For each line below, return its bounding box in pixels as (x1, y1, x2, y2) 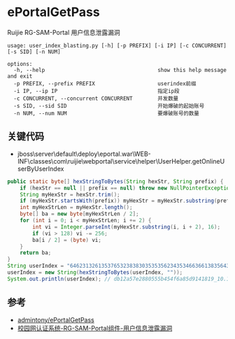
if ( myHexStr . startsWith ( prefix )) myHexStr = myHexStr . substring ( (20, 197, 218, 205)
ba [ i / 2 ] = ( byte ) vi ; (32, 236, 101, 243)
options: (7, 60, 33, 67)
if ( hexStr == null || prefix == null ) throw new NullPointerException (20, 185, 233, 192)
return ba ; (20, 250, 52, 257)
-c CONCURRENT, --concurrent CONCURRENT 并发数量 (13, 95, 179, 102)
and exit (7, 73, 33, 80)
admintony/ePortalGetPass (17, 315, 94, 324)
